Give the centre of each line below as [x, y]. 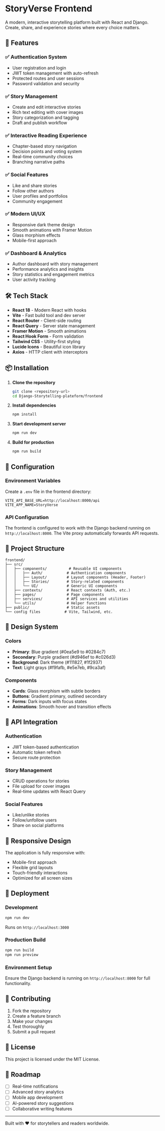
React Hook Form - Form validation [48, 336]
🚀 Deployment [27, 894]
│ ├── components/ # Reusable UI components [63, 568]
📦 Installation [27, 368]
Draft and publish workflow [40, 123]
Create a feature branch [36, 1016]
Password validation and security [46, 83]
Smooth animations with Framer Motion [52, 230]
